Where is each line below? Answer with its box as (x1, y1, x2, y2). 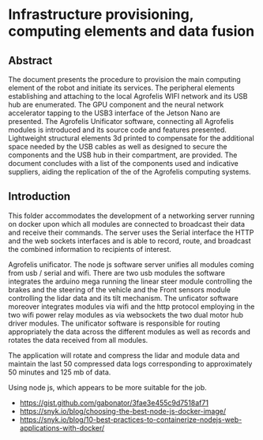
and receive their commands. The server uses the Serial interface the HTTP (8, 228, 254, 237)
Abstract (8, 54, 53, 67)
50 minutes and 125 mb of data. (8, 367, 111, 377)
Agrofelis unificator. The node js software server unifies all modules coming (8, 259, 254, 269)
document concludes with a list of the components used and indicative (8, 159, 239, 167)
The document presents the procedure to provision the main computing (8, 75, 241, 84)
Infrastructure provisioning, (8, 6, 194, 24)
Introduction (8, 190, 71, 203)
